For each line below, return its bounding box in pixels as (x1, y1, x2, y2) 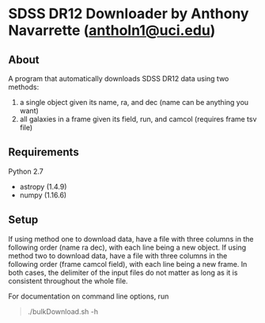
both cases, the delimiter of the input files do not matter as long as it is (8, 268, 238, 277)
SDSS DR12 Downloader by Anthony (8, 5, 249, 23)
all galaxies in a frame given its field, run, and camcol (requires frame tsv (19, 115, 257, 123)
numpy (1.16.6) (19, 190, 67, 200)
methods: (8, 82, 40, 92)
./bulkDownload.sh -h (27, 306, 99, 316)
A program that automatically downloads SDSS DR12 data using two (8, 74, 229, 83)
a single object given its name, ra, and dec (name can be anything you (19, 98, 249, 107)
